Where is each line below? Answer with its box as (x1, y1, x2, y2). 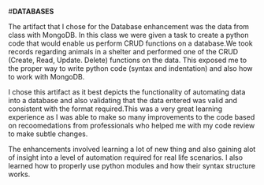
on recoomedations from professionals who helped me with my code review (8, 121, 255, 130)
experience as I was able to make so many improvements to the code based (8, 113, 255, 121)
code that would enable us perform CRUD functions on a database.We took (8, 39, 254, 48)
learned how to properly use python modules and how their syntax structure (8, 161, 256, 170)
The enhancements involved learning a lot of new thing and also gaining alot (8, 145, 256, 154)
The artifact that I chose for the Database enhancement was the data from (8, 22, 250, 31)
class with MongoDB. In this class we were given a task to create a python (8, 31, 249, 39)
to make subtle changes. (8, 129, 88, 139)
